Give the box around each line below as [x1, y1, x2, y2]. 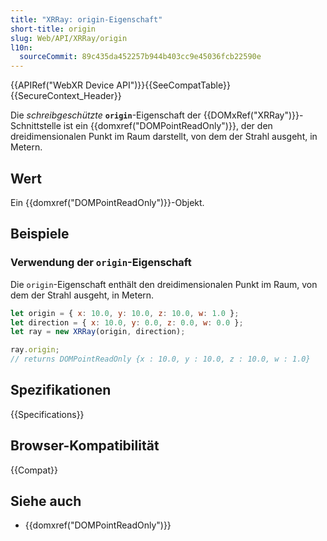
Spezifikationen [10, 382, 112, 399]
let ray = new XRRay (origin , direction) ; [10, 327, 186, 337]
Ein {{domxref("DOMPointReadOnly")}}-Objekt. [10, 196, 205, 208]
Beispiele [10, 226, 70, 243]
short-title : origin [10, 24, 97, 34]
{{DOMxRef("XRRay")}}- [203, 109, 304, 121]
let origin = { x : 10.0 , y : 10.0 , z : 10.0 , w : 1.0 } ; [10, 308, 240, 318]
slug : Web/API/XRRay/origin [10, 33, 128, 43]
